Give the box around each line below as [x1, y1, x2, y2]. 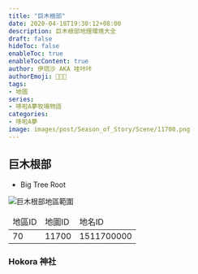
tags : [8, 80, 27, 88]
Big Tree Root [19, 180, 67, 189]
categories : [8, 111, 49, 119]
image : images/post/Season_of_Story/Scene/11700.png [8, 125, 191, 133]
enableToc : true [8, 50, 63, 58]
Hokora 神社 [8, 256, 57, 267]
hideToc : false [8, 42, 60, 50]
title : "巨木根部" [8, 11, 67, 20]
